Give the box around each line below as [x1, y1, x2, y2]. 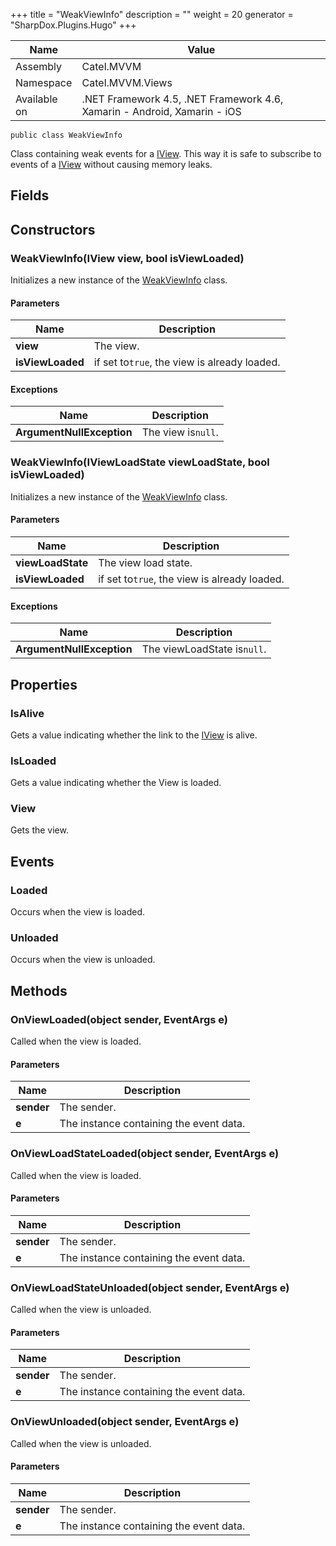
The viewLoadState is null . [141, 642, 267, 656]
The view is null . [141, 425, 219, 439]
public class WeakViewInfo [10, 130, 123, 140]
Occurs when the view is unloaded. [10, 954, 156, 966]
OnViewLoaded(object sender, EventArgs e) [10, 1012, 228, 1026]
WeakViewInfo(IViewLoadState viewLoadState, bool [10, 455, 270, 469]
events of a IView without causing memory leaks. [10, 159, 213, 170]
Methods [10, 982, 68, 999]
